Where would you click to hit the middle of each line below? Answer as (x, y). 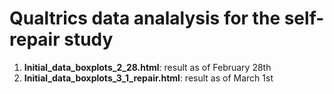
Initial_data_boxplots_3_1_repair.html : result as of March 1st (148, 78)
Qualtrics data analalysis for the (145, 18)
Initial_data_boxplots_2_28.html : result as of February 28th (147, 67)
